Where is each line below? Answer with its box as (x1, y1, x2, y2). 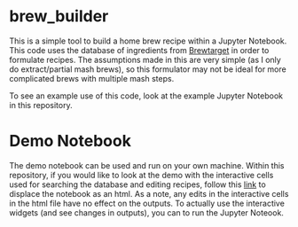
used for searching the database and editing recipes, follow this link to (9, 179, 266, 190)
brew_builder (9, 6, 109, 27)
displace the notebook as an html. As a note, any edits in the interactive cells (9, 188, 289, 199)
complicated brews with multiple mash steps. (9, 73, 175, 83)
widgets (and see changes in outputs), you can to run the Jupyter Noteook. (9, 207, 284, 218)
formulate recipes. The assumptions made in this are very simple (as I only (9, 54, 281, 65)
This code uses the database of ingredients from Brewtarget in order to (9, 44, 270, 55)
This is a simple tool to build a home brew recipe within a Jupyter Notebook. (9, 35, 287, 46)
